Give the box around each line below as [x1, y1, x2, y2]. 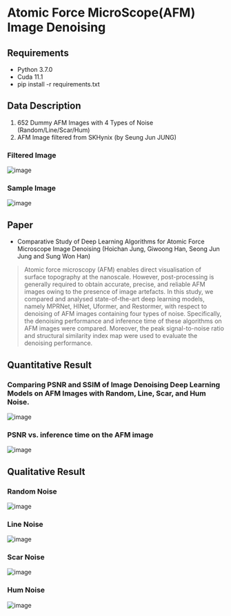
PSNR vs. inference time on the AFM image [7, 430, 154, 440]
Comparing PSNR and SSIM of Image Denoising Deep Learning [7, 380, 221, 389]
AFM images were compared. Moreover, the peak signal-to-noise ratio [23, 324, 224, 333]
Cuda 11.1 [17, 73, 43, 81]
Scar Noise [7, 552, 45, 562]
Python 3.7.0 [17, 66, 53, 73]
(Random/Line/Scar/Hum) [17, 126, 90, 134]
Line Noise [7, 519, 43, 529]
